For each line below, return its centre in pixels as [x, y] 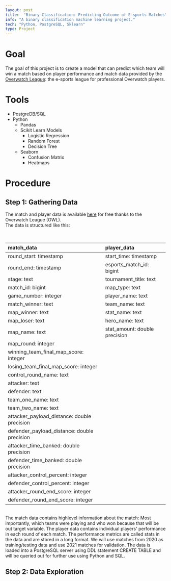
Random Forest [44, 141]
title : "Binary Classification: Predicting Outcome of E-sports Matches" [86, 15]
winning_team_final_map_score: [46, 352]
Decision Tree [42, 146]
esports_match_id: [127, 264]
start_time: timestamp [131, 256]
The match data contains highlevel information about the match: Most [78, 518]
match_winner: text [31, 304]
